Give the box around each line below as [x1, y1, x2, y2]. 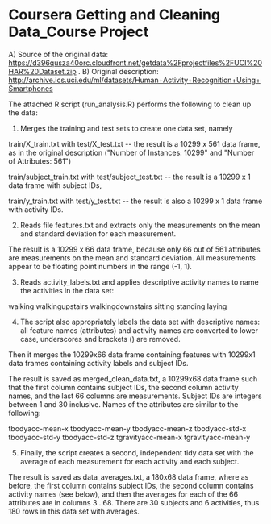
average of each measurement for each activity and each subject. [19, 456, 240, 466]
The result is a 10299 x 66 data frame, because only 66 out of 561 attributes [8, 244, 261, 254]
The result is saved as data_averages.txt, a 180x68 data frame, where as [8, 472, 249, 481]
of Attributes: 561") [8, 156, 71, 166]
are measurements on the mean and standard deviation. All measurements [8, 252, 256, 263]
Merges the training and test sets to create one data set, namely [19, 123, 233, 133]
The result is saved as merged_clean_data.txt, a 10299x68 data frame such [8, 373, 258, 384]
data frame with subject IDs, [8, 180, 102, 190]
